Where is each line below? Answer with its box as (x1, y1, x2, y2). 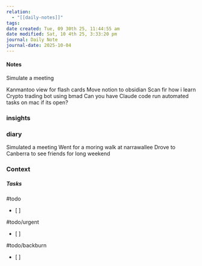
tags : (6, 20, 20, 26)
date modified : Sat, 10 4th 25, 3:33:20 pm (6, 31, 118, 37)
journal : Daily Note (6, 37, 58, 43)
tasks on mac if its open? (6, 99, 68, 106)
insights (6, 114, 31, 122)
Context (6, 165, 31, 173)
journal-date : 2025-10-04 (6, 43, 71, 49)
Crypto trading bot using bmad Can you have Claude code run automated (6, 93, 189, 100)
